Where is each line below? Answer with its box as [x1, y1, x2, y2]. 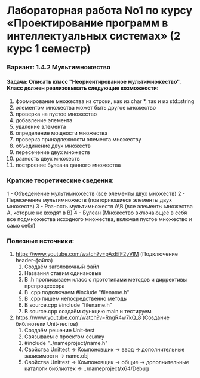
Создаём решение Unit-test [24, 326, 95, 334]
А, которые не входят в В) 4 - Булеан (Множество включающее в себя [7, 209, 187, 216]
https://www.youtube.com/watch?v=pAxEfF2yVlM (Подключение [15, 250, 179, 258]
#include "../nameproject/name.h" [24, 339, 108, 346]
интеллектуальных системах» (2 [7, 29, 181, 43]
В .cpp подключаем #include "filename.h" [24, 288, 130, 295]
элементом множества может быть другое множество [15, 104, 156, 111]
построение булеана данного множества [15, 161, 121, 168]
